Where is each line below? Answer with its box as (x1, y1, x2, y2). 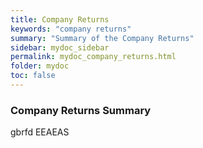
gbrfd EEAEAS (10, 126, 70, 138)
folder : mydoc (10, 61, 70, 71)
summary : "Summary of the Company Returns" (10, 33, 195, 43)
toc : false (10, 71, 56, 81)
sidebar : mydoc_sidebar (10, 42, 110, 53)
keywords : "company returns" (10, 24, 132, 34)
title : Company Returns (10, 14, 110, 25)
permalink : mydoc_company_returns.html (10, 52, 177, 62)
